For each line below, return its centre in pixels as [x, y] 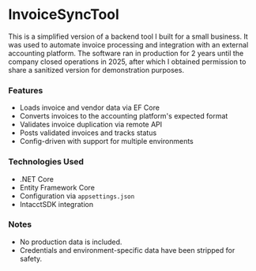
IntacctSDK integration [56, 204]
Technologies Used [46, 162]
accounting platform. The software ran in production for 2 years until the [126, 53]
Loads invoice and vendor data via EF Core [90, 107]
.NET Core [36, 179]
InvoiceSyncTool [64, 15]
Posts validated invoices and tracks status [88, 133]
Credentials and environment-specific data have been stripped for [127, 250]
